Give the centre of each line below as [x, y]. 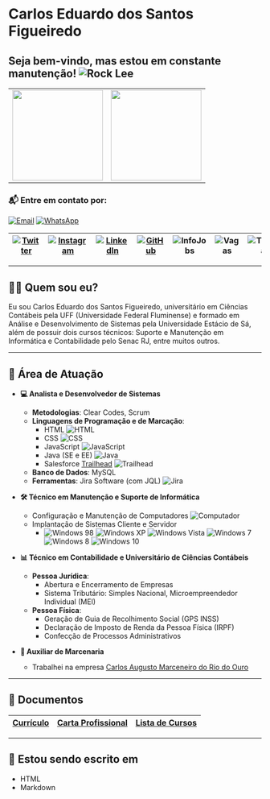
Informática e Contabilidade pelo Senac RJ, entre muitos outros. [114, 341]
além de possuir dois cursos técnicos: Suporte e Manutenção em [116, 333]
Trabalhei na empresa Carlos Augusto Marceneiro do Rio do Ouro [140, 667]
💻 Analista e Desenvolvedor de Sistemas [90, 393]
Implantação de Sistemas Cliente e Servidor [104, 524]
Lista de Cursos [166, 722]
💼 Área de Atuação [56, 374]
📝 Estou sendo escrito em [74, 759]
